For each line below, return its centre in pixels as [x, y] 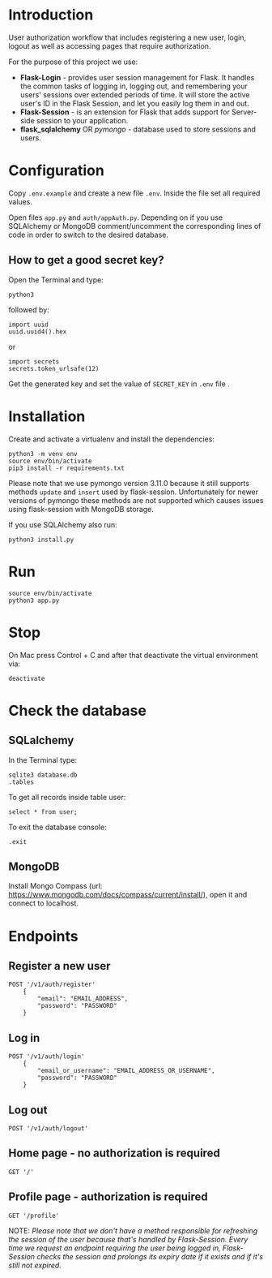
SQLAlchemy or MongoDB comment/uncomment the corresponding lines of [135, 226]
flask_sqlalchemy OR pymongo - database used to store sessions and [138, 129]
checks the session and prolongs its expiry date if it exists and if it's [150, 1256]
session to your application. [82, 120]
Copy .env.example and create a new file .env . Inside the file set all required [134, 193]
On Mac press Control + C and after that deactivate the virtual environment [133, 655]
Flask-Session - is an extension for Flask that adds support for [125, 112]
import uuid [28, 325]
